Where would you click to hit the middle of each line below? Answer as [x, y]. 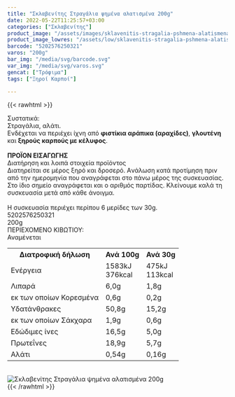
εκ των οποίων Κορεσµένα [55, 298]
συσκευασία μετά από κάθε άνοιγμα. [61, 193]
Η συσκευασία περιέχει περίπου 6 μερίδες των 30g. [83, 208]
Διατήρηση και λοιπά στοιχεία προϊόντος [67, 163]
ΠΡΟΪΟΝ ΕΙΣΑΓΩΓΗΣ [38, 155]
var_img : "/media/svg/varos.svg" [56, 66]
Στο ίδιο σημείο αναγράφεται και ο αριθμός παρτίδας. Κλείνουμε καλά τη [115, 186]
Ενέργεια [26, 270]
